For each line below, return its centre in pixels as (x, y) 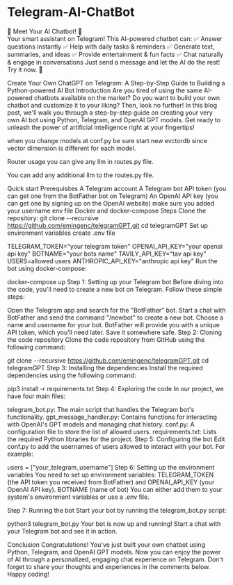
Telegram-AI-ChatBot (71, 12)
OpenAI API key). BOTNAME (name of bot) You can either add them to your (115, 489)
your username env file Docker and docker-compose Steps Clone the (107, 211)
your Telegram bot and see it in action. (62, 531)
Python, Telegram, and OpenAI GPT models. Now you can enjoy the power (114, 552)
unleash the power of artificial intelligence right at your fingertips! (101, 127)
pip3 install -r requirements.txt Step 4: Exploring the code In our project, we (115, 388)
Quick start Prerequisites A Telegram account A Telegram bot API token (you (117, 188)
